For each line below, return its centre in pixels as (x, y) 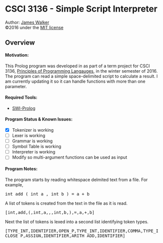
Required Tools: (21, 97)
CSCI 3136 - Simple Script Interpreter (81, 9)
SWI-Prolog (24, 108)
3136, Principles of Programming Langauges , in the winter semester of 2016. (81, 71)
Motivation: (17, 55)
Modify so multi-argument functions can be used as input (70, 157)
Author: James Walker (27, 22)
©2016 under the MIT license (34, 27)
